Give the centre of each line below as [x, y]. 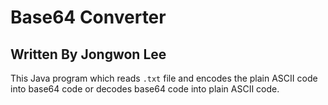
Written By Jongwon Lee [88, 54]
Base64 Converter [88, 17]
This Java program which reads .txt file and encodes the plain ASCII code [164, 78]
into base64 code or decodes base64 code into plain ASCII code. [145, 89]
